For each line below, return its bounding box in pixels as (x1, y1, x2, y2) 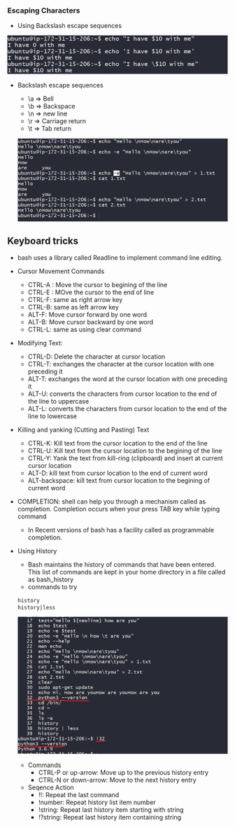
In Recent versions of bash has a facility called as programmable (27, 526, 215, 534)
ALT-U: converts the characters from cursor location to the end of (27, 389, 218, 398)
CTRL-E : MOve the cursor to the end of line (27, 288, 155, 296)
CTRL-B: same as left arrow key (27, 303, 119, 312)
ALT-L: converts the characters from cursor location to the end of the (27, 405, 227, 413)
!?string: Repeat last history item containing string (38, 813, 182, 821)
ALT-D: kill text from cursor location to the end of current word (27, 469, 208, 478)
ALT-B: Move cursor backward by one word (27, 318, 154, 326)
